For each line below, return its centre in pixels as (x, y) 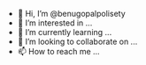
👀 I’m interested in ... (55, 23)
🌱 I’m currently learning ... (65, 32)
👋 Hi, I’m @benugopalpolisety (71, 14)
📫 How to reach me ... (58, 51)
